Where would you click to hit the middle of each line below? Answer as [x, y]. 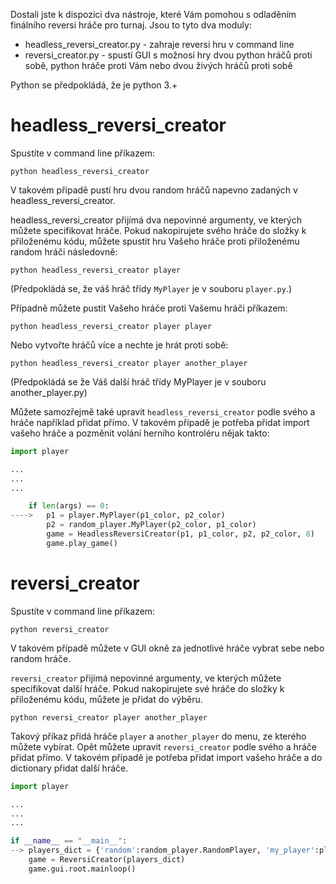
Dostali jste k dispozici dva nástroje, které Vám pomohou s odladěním [153, 14]
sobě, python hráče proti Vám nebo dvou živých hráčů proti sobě [158, 65]
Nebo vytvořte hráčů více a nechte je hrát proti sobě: [119, 345]
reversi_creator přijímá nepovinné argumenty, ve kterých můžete [146, 678]
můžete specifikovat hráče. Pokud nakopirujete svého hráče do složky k [158, 230]
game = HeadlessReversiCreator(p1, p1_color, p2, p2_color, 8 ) [180, 534]
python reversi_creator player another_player [109, 717]
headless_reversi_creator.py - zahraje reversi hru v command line [159, 44]
